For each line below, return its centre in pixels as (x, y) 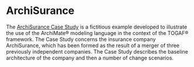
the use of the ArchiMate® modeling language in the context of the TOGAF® (97, 33)
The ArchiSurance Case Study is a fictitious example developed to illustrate (97, 27)
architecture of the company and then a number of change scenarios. (90, 58)
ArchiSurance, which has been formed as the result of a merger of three (93, 45)
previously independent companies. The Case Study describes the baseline (97, 51)
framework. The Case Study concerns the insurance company (81, 39)
